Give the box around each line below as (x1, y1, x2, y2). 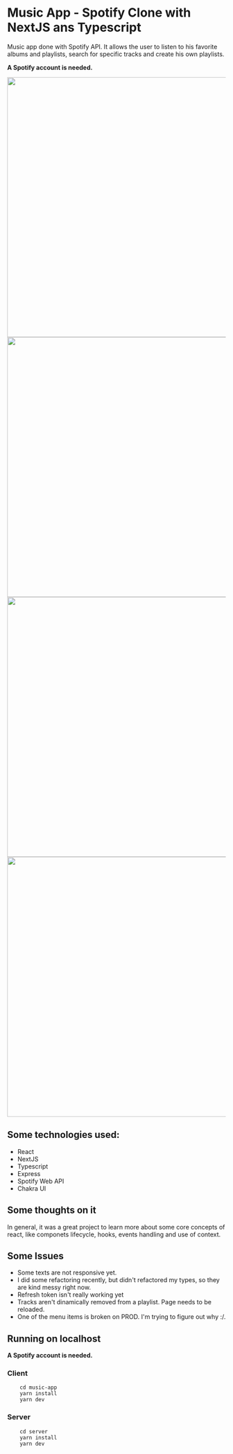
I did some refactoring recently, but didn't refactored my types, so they (17, 1276, 220, 1284)
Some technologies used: (7, 1129, 120, 1141)
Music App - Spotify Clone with (7, 5, 191, 21)
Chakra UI (17, 1184, 46, 1193)
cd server (19, 1428, 49, 1435)
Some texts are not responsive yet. (17, 1268, 117, 1277)
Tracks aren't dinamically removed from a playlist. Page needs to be (17, 1298, 212, 1306)
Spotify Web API (17, 1177, 64, 1185)
